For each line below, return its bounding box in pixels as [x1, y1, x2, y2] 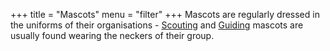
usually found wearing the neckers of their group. [10, 30, 215, 41]
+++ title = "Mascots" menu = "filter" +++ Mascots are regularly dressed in [10, 9, 320, 20]
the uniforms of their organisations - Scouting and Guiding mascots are [10, 19, 304, 31]
